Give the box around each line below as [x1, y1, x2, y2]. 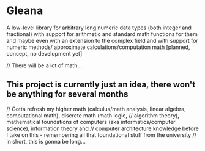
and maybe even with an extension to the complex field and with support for [6, 37, 199, 44]
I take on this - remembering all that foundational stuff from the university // [6, 131, 197, 138]
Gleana [6, 4, 43, 18]
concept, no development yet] [6, 50, 83, 57]
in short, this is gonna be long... [6, 138, 86, 145]
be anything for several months [6, 89, 129, 100]
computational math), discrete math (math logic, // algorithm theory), [6, 111, 179, 119]
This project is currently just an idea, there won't [6, 79, 196, 90]
